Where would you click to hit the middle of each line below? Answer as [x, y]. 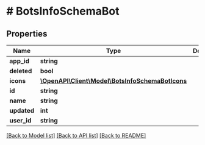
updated [22, 111]
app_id [19, 61]
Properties [27, 34]
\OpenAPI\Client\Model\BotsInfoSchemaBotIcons [113, 81]
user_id [20, 120]
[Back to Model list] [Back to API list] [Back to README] [76, 136]
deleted [21, 71]
